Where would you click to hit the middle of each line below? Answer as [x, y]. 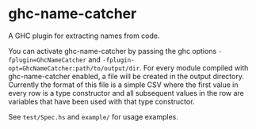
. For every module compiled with [194, 67]
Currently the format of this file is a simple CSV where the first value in [123, 85]
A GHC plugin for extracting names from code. [84, 36]
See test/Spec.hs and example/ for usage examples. [93, 116]
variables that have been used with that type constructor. [101, 101]
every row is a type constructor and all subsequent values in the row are [126, 93]
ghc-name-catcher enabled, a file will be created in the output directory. [126, 76]
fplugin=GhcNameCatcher [48, 60]
